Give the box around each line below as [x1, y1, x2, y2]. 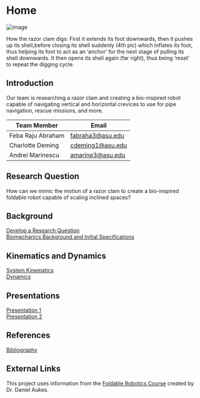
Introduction [6, 78, 54, 88]
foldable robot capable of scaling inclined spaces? [6, 194, 131, 201]
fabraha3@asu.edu [70, 131, 125, 139]
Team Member [16, 121, 58, 129]
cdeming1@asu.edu [70, 141, 127, 149]
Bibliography [6, 346, 38, 354]
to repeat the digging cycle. [6, 61, 74, 68]
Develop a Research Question [6, 227, 80, 234]
